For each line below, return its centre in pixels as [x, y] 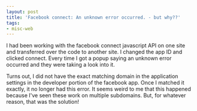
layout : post [22, 12]
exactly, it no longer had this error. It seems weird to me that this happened [99, 89]
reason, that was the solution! [43, 102]
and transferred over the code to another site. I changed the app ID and [94, 52]
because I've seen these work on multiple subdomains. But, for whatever [96, 95]
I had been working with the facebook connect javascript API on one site [96, 46]
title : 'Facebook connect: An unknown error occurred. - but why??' [93, 17]
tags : [13, 23]
